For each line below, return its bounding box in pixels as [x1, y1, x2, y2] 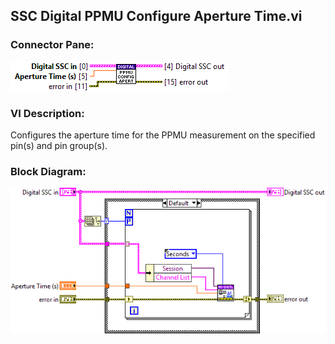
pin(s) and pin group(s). [10, 139, 108, 151]
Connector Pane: [10, 38, 95, 52]
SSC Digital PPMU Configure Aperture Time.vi [10, 8, 303, 25]
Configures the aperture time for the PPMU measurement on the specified [10, 129, 316, 141]
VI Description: [10, 106, 85, 120]
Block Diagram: [10, 164, 87, 178]
